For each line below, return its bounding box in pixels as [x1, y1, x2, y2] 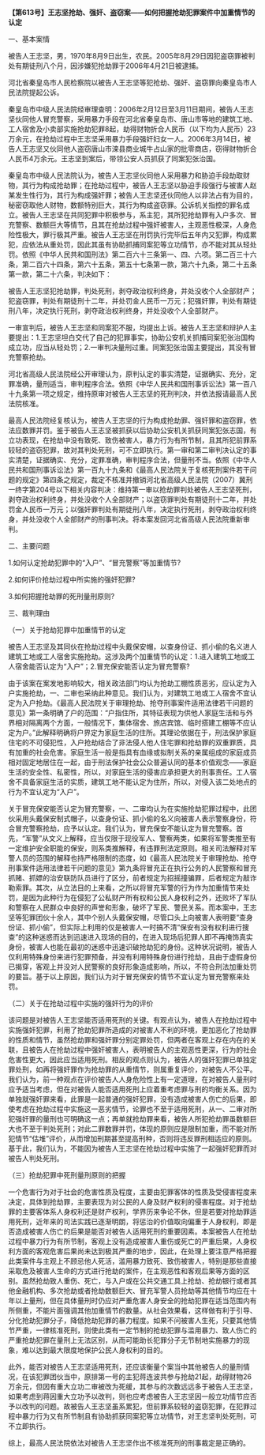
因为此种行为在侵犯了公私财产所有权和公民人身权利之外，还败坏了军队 [28, 893, 257, 902]
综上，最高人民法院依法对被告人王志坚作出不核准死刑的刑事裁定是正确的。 [8, 1438, 250, 1447]
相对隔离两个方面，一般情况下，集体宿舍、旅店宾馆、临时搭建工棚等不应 [14, 718, 250, 727]
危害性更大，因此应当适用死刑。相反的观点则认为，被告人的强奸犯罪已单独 [8, 1055, 250, 1064]
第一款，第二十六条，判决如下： [8, 270, 112, 279]
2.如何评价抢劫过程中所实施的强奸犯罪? [8, 575, 136, 584]
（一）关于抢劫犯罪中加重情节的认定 [8, 625, 126, 635]
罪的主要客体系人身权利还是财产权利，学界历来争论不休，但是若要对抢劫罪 [8, 1207, 250, 1216]
